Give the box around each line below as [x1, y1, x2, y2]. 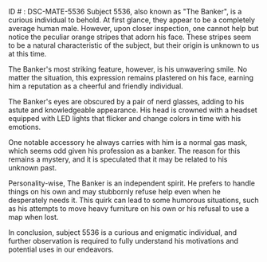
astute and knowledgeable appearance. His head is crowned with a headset [8, 105, 257, 115]
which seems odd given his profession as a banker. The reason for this [8, 147, 241, 155]
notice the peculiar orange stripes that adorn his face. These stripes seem [8, 32, 252, 41]
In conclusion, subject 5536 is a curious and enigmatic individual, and [8, 228, 238, 237]
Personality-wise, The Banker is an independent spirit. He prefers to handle [8, 178, 255, 188]
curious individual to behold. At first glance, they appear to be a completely [8, 15, 255, 25]
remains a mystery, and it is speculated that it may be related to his [8, 154, 228, 164]
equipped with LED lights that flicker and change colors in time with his [8, 114, 241, 123]
